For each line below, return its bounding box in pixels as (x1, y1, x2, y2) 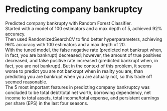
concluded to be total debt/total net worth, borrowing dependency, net (5, 89, 151, 95)
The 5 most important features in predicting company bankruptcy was (5, 84, 150, 90)
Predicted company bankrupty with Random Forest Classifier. (5, 20, 132, 26)
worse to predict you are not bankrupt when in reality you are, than (5, 68, 143, 74)
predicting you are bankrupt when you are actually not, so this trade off (5, 73, 152, 79)
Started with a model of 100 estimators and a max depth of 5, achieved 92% (5, 25, 162, 31)
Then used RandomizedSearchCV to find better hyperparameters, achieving (5, 36, 162, 42)
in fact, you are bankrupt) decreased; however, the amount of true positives (5, 52, 161, 58)
